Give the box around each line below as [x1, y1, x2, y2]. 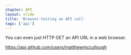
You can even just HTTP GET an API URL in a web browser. [5, 35, 126, 41]
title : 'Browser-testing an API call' [5, 16, 86, 21]
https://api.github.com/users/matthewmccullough [5, 44, 107, 50]
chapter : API [5, 7, 32, 12]
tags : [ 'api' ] [5, 21, 35, 26]
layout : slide [5, 12, 35, 17]
